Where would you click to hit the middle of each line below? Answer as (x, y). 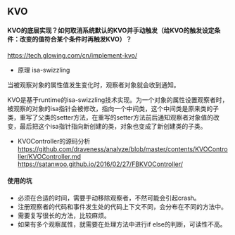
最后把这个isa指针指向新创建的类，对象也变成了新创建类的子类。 (113, 126)
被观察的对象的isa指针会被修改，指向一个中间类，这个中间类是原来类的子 (113, 108)
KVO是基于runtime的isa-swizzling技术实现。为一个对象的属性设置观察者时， (118, 100)
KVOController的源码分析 (54, 141)
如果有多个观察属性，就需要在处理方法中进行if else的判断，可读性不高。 (122, 224)
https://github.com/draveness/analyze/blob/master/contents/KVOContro (122, 149)
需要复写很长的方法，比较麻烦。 (64, 215)
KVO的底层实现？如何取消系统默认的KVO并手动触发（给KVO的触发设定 (111, 30)
